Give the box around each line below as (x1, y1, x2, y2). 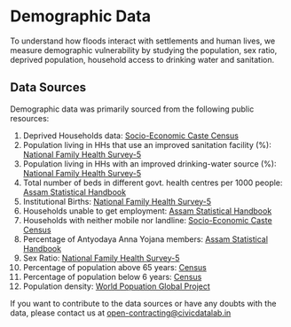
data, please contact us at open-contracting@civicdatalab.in (10, 308, 232, 318)
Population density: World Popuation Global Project (22, 281, 211, 292)
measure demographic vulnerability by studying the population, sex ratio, (10, 44, 278, 55)
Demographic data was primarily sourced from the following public (10, 104, 255, 114)
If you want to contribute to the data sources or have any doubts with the (10, 298, 277, 308)
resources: (10, 113, 50, 123)
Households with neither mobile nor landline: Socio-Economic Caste (22, 214, 273, 225)
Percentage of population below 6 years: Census (22, 271, 202, 282)
